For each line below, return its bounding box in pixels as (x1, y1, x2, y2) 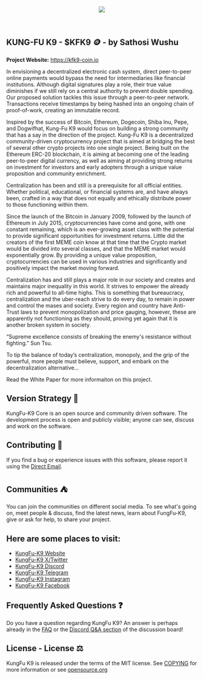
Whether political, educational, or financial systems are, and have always (6, 188, 188, 195)
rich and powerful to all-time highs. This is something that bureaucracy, (6, 289, 185, 296)
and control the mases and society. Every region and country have (6, 302, 173, 309)
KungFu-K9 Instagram (15, 575, 70, 583)
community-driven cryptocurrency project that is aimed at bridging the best (6, 138, 195, 145)
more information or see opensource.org (6, 666, 108, 673)
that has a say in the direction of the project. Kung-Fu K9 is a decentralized (6, 131, 194, 138)
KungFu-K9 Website (15, 550, 65, 557)
